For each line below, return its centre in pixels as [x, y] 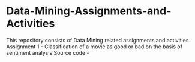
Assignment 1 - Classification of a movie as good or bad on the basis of [94, 46]
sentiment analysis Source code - [48, 52]
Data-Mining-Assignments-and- [89, 11]
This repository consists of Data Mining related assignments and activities [97, 40]
